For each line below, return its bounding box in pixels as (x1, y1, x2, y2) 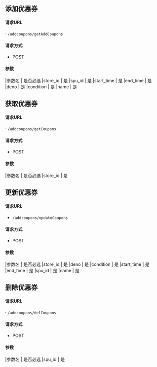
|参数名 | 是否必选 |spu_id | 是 (5, 357, 65, 362)
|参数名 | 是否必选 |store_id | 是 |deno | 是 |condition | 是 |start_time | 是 (5, 261, 150, 267)
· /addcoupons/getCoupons (5, 125, 57, 132)
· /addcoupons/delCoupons (5, 309, 57, 315)
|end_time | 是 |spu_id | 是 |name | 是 (5, 268, 80, 273)
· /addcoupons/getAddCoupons (5, 31, 63, 37)
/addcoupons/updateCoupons (12, 215, 68, 220)
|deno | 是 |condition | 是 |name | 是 (5, 84, 78, 90)
